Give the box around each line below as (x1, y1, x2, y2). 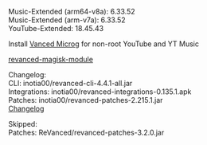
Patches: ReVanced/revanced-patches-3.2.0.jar (8, 127, 165, 137)
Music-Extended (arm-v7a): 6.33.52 (8, 15, 126, 25)
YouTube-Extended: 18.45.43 (8, 24, 104, 33)
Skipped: (8, 120, 37, 128)
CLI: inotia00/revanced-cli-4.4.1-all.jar (8, 79, 133, 88)
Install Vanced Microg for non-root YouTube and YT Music (8, 39, 199, 49)
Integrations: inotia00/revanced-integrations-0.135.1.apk (8, 87, 192, 96)
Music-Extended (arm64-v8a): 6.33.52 (8, 7, 135, 16)
